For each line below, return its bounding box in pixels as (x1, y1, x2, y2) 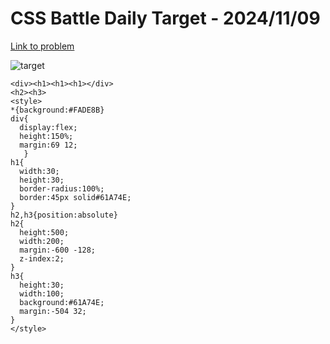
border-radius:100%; (19, 183, 105, 194)
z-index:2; (19, 253, 65, 264)
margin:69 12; (19, 140, 78, 150)
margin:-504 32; (19, 306, 87, 316)
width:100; (19, 288, 65, 299)
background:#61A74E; (19, 297, 105, 307)
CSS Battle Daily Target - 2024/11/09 (10, 7, 321, 30)
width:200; (19, 236, 65, 246)
